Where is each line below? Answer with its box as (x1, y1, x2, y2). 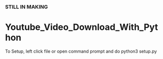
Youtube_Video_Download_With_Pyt (5, 22, 158, 33)
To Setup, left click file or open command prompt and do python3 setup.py (5, 48, 157, 54)
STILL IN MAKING (5, 3, 48, 10)
